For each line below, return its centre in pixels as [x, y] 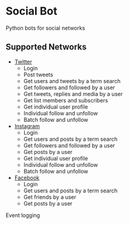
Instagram [27, 126]
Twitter [23, 61]
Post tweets [38, 75]
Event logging [23, 215]
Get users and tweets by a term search [72, 81]
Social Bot [31, 11]
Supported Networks [46, 47]
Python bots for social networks [45, 28]
